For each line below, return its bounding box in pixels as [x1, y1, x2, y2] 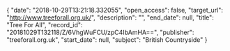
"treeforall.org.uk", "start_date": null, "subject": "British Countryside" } [6, 36, 208, 44]
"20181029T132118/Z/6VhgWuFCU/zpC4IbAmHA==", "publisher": [6, 28, 194, 36]
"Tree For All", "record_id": [6, 21, 83, 29]
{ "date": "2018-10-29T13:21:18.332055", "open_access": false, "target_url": [6, 6, 224, 14]
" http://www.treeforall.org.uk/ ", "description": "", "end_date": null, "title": [6, 13, 214, 22]
